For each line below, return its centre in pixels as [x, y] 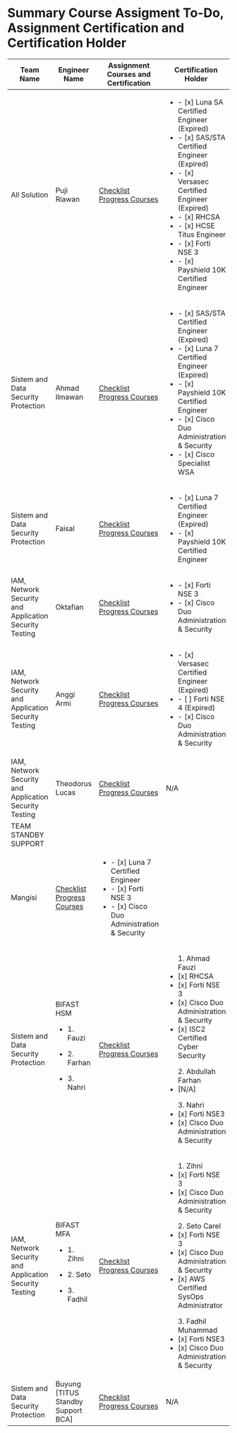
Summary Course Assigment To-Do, [116, 13]
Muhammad [197, 1330]
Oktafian [69, 607]
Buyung [68, 1384]
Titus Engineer [202, 234]
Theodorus [74, 783]
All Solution [30, 194]
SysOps [191, 1296]
